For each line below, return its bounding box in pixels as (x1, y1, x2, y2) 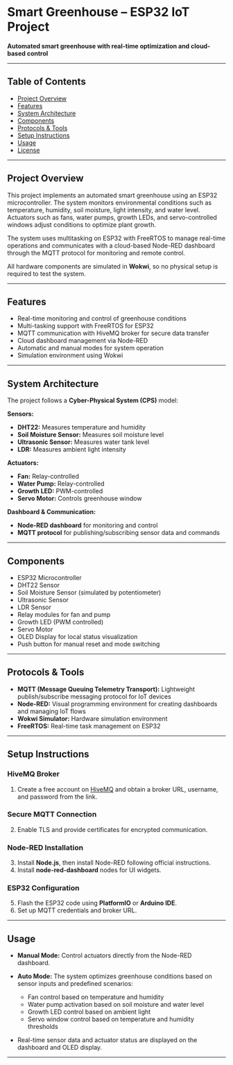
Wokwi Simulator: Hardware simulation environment (17, 714, 168, 722)
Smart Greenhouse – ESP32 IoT (7, 4, 190, 20)
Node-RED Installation (7, 842, 84, 852)
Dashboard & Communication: (7, 508, 96, 516)
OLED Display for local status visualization (17, 633, 138, 640)
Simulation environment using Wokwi (17, 351, 123, 359)
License (17, 146, 40, 154)
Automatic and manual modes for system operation (17, 344, 164, 352)
